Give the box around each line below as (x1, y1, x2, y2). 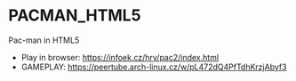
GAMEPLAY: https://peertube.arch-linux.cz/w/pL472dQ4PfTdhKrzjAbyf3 (20, 61, 287, 72)
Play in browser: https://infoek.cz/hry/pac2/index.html (20, 52, 220, 62)
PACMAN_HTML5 (8, 5, 141, 26)
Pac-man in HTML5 (8, 35, 80, 45)
